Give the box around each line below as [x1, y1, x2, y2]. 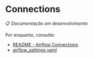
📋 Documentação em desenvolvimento [5, 20, 88, 26]
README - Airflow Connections [12, 41, 78, 47]
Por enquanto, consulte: [5, 31, 56, 38]
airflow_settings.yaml [12, 46, 57, 53]
